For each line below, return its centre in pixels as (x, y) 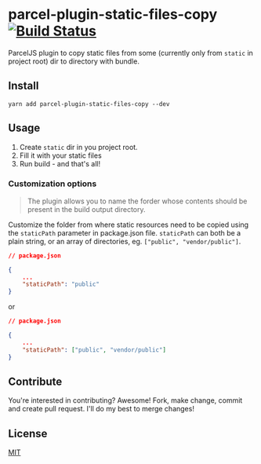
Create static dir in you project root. (79, 147)
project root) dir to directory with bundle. (74, 61)
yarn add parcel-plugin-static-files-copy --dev (89, 104)
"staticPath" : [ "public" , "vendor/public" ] (94, 350)
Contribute (35, 382)
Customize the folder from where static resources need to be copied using (129, 225)
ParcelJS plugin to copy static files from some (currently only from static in (130, 53)
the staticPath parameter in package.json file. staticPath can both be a (125, 232)
